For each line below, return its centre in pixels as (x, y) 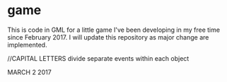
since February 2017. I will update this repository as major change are (108, 37)
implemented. (27, 45)
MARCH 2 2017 (29, 72)
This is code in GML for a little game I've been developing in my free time (114, 30)
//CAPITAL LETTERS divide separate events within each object (98, 58)
